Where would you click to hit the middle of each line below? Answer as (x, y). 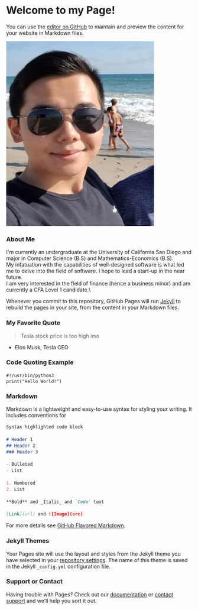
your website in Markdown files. (45, 33)
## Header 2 (21, 446)
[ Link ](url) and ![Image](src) (45, 514)
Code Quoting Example (40, 362)
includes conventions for (36, 416)
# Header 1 (20, 439)
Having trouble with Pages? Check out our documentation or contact (90, 594)
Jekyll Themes (28, 541)
